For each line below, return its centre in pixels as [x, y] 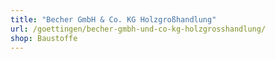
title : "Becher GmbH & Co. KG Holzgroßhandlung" [113, 19]
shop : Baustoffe [44, 38]
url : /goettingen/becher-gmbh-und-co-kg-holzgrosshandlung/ [138, 29]
